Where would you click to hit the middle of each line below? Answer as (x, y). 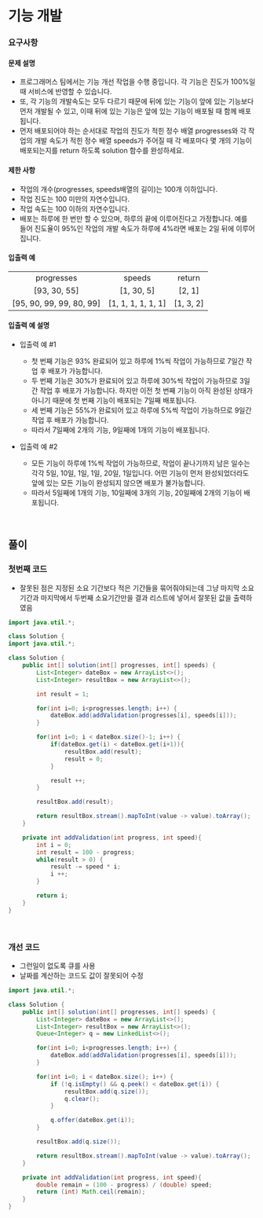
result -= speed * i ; (86, 867)
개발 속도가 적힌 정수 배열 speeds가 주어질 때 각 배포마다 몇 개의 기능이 (143, 141)
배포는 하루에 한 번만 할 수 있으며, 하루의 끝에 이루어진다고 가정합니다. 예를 (133, 218)
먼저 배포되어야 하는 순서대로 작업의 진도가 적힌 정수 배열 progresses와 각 (133, 131)
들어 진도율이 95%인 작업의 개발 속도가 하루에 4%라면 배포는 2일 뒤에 (127, 228)
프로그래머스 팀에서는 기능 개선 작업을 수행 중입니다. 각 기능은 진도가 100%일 (137, 82)
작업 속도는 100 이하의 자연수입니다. (75, 208)
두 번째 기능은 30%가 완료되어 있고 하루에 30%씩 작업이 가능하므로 (134, 380)
